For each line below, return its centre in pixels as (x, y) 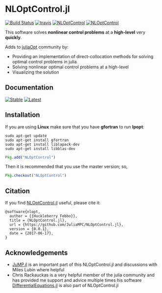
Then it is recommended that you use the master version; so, (67, 167)
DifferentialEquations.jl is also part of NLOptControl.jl (65, 285)
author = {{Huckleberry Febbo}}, (44, 216)
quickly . (13, 37)
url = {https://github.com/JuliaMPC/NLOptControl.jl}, (67, 225)
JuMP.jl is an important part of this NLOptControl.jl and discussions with (85, 264)
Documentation (29, 88)
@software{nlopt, (23, 212)
